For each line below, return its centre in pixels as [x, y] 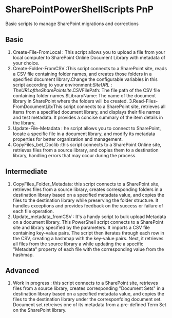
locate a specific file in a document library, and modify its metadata [84, 134]
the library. [24, 123]
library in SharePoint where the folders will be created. [70, 101]
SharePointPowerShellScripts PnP [80, 9]
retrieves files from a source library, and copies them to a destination [85, 150]
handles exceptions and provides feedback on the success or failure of [88, 205]
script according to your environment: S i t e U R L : [62, 84]
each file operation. [33, 211]
